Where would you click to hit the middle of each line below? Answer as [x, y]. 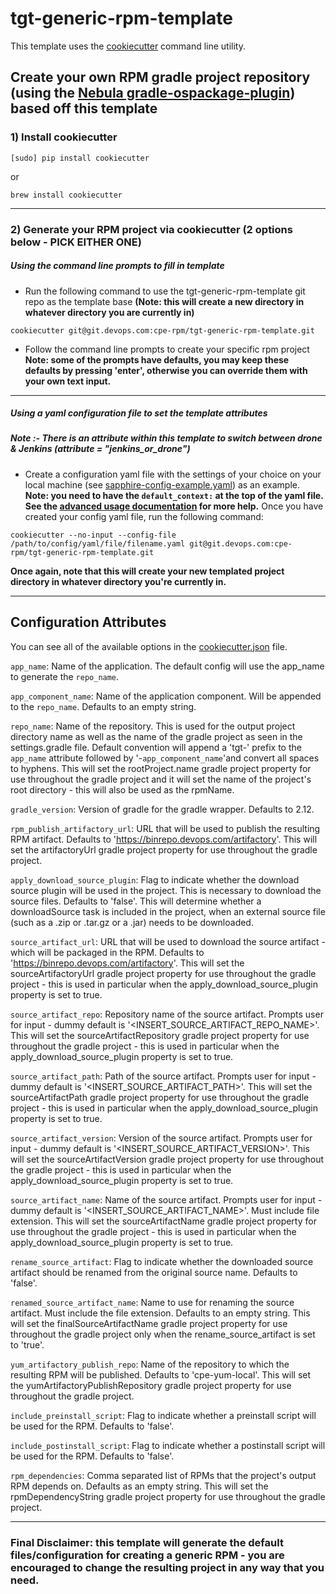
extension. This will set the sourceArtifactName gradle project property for [163, 1221]
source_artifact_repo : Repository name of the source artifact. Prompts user [167, 1014]
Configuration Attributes [88, 622]
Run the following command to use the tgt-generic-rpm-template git [165, 291]
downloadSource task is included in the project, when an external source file [168, 911]
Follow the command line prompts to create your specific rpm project [167, 349]
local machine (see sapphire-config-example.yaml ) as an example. [162, 484]
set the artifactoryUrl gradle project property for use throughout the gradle [164, 849]
